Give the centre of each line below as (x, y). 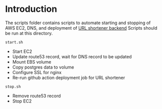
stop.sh (13, 87)
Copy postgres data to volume (43, 67)
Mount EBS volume (32, 62)
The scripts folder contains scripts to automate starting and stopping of (78, 23)
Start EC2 (22, 51)
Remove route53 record (36, 96)
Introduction (31, 9)
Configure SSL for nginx (37, 72)
